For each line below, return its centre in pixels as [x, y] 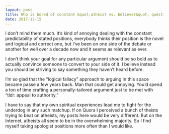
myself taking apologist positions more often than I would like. [69, 126]
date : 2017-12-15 [23, 19]
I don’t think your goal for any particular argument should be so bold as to [81, 59]
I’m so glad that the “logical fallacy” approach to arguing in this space [77, 79]
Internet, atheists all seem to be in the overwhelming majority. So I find [78, 121]
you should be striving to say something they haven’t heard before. [75, 69]
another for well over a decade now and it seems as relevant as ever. [76, 49]
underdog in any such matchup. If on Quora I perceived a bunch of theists [82, 110]
